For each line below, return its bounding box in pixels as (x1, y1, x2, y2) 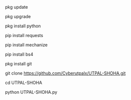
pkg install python (5, 23, 41, 29)
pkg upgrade (5, 14, 31, 19)
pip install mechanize (5, 42, 48, 48)
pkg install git (5, 61, 32, 66)
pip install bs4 (5, 51, 33, 57)
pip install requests (5, 33, 44, 38)
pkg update (5, 4, 28, 10)
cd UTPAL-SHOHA (5, 80, 43, 85)
